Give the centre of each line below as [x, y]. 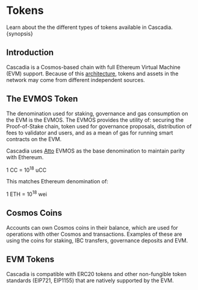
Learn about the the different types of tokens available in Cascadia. [90, 27]
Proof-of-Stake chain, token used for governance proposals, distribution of [99, 126]
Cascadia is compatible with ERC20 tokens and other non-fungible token [96, 274]
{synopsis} [20, 33]
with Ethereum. [25, 157]
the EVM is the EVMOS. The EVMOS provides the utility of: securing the [95, 120]
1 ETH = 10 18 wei [26, 194]
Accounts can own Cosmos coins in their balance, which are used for [92, 227]
